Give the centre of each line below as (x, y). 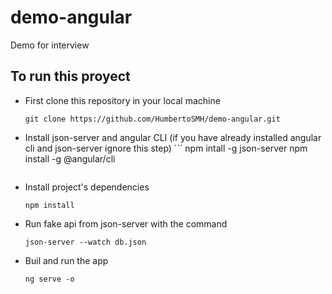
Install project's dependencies (87, 187)
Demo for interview (50, 45)
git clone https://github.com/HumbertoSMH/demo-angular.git (152, 119)
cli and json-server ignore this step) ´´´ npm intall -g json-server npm (166, 148)
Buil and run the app (66, 260)
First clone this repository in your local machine (122, 100)
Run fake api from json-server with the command (126, 223)
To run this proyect (70, 76)
